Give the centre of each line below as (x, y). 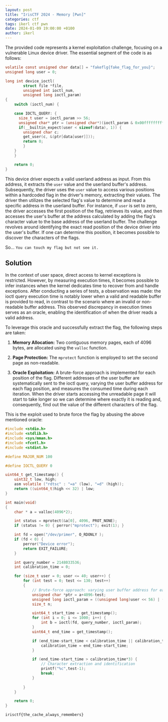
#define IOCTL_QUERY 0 (29, 466)
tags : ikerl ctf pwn (27, 24)
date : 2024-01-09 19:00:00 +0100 (40, 29)
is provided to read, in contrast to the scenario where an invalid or (73, 302)
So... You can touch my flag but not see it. (52, 247)
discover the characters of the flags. (42, 237)
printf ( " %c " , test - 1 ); (63, 669)
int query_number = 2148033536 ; (48, 562)
